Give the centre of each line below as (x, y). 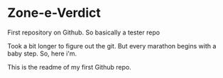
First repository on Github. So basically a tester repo (84, 32)
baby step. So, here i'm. (42, 53)
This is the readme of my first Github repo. (69, 67)
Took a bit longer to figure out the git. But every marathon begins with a (112, 46)
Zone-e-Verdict (54, 13)
